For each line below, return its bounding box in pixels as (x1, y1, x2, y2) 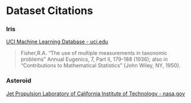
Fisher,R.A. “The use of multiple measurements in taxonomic (20, 50, 168, 57)
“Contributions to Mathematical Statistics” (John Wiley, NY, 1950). (20, 62, 181, 69)
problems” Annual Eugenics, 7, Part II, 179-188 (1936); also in (20, 56, 168, 63)
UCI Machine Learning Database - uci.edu (6, 38, 108, 45)
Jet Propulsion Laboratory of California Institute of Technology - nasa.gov (6, 90, 186, 97)
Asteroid (6, 77, 31, 85)
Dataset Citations (6, 4, 93, 18)
